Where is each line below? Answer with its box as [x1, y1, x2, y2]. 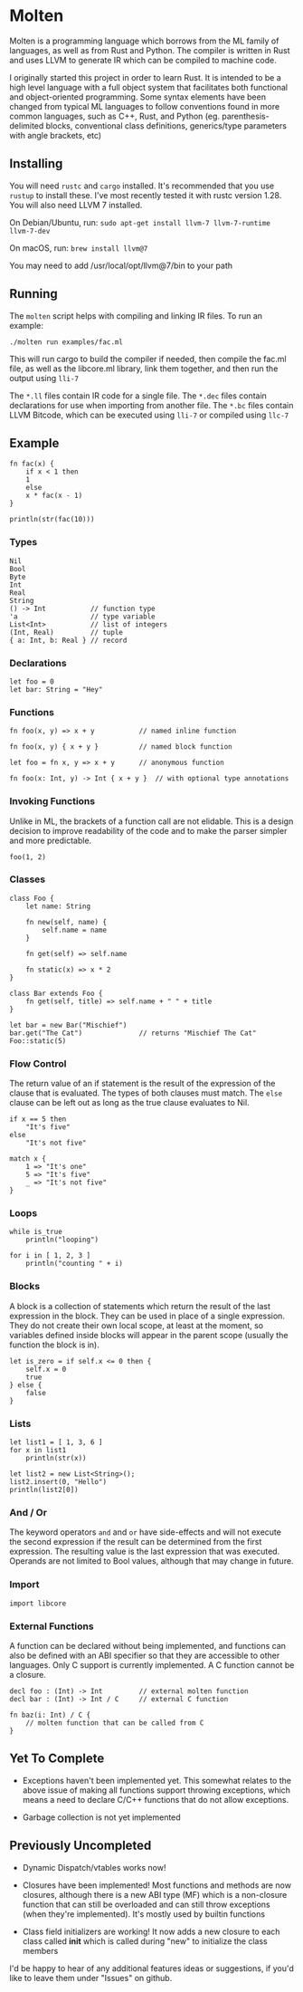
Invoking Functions [9, 795, 96, 808]
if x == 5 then [9, 1115, 67, 1124]
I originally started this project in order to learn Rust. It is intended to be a [9, 72, 282, 82]
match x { [9, 1154, 47, 1164]
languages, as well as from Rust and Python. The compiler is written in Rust [9, 44, 291, 55]
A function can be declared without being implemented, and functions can [9, 1640, 287, 1651]
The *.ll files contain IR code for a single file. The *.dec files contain [9, 390, 267, 401]
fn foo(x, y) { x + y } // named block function [9, 742, 232, 752]
